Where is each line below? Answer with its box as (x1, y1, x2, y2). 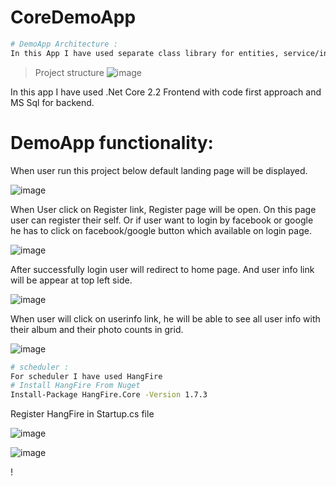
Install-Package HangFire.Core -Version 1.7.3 (10, 390, 208, 400)
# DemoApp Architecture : (10, 39, 118, 49)
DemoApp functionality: (10, 131, 214, 154)
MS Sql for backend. (10, 96, 95, 108)
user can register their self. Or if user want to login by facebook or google (10, 214, 314, 226)
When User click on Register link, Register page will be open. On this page (10, 203, 317, 215)
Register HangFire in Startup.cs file (10, 408, 155, 420)
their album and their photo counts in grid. (10, 323, 184, 335)
